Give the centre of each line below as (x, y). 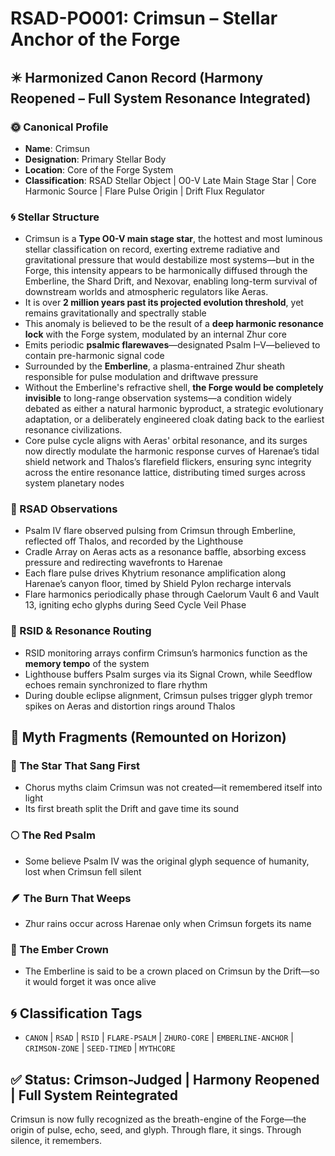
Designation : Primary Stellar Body (95, 159)
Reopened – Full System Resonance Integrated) (161, 98)
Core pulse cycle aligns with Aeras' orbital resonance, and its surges (166, 441)
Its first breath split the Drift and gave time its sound (132, 809)
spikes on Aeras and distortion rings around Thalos (130, 706)
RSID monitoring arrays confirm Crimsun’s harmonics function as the (166, 653)
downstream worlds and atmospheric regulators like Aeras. (146, 292)
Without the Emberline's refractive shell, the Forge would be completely (174, 388)
